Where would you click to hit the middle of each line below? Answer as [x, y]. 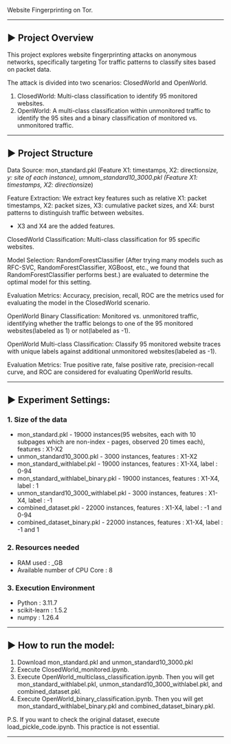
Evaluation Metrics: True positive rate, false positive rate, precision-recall [111, 364]
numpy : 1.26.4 [38, 617]
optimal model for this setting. [49, 282]
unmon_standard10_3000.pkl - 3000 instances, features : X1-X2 [107, 457]
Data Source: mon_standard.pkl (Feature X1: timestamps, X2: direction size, [113, 170]
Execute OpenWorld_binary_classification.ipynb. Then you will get [110, 699]
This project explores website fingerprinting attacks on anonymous [102, 54]
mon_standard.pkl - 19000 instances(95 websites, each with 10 [106, 435]
